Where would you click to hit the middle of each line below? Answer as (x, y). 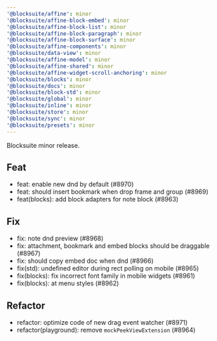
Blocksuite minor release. (43, 145)
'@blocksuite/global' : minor (49, 99)
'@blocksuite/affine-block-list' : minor (67, 27)
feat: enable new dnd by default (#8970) (75, 185)
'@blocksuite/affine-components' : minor (67, 46)
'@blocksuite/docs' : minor (46, 86)
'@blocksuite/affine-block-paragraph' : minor (74, 33)
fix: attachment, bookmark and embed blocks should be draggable (113, 246)
